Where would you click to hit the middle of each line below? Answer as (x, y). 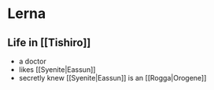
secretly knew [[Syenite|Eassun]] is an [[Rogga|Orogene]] (113, 78)
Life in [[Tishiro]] (49, 43)
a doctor (32, 61)
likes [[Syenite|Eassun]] (57, 70)
